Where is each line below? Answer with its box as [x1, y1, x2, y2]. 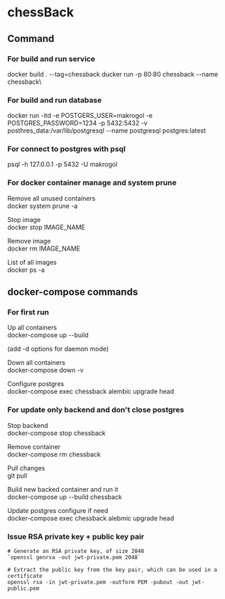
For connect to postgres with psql [7, 144, 126, 154]
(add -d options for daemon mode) [7, 345, 109, 353]
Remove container [7, 442, 61, 451]
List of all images [7, 258, 57, 266]
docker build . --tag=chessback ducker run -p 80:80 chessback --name [7, 70, 219, 78]
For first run [7, 307, 50, 317]
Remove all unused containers [7, 194, 96, 202]
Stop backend [7, 421, 48, 429]
